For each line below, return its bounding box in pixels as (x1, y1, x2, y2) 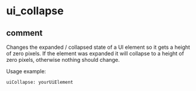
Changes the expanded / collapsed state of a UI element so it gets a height (6, 43, 190, 51)
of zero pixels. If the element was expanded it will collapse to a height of (6, 50, 184, 57)
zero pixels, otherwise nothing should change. (6, 57, 120, 63)
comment (6, 28, 43, 38)
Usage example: (6, 68, 47, 75)
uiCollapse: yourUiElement (6, 79, 73, 85)
